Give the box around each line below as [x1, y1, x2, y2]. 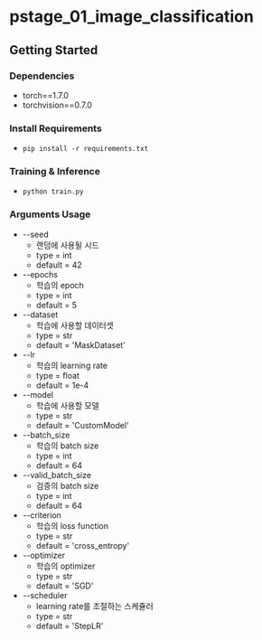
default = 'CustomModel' [35, 419, 129, 430]
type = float [35, 370, 80, 381]
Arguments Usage [9, 208, 91, 221]
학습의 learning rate [35, 360, 108, 371]
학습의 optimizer [35, 560, 96, 571]
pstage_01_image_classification [9, 6, 255, 27]
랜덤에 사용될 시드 [35, 240, 99, 250]
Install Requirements [9, 122, 102, 135]
